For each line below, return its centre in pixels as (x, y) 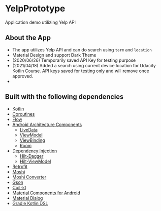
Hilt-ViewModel (35, 161)
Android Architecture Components (47, 125)
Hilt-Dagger (32, 156)
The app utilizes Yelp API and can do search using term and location (82, 49)
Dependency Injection (34, 151)
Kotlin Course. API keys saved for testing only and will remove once (80, 71)
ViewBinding (32, 140)
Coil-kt (19, 187)
